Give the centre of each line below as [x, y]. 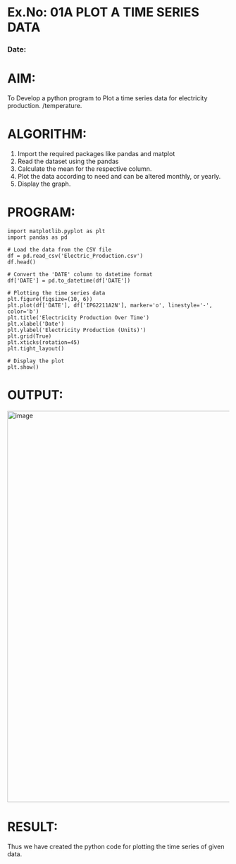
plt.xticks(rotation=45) [44, 342]
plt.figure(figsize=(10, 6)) [50, 299]
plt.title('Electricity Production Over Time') [79, 318]
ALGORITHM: [47, 134]
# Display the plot [36, 361]
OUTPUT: [35, 395]
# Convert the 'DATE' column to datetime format [80, 274]
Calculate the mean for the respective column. [85, 168]
